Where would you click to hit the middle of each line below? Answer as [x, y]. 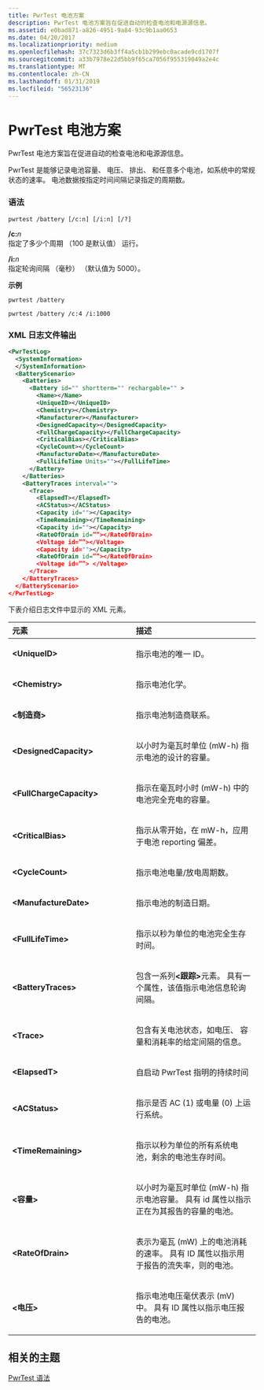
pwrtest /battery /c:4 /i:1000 [59, 313]
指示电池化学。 [164, 684]
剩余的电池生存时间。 [191, 1157]
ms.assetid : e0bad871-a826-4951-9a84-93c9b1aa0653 [93, 30]
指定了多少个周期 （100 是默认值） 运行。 [75, 243]
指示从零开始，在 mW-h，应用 [192, 830]
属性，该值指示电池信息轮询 [195, 988]
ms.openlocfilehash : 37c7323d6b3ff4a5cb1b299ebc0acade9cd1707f [114, 52]
